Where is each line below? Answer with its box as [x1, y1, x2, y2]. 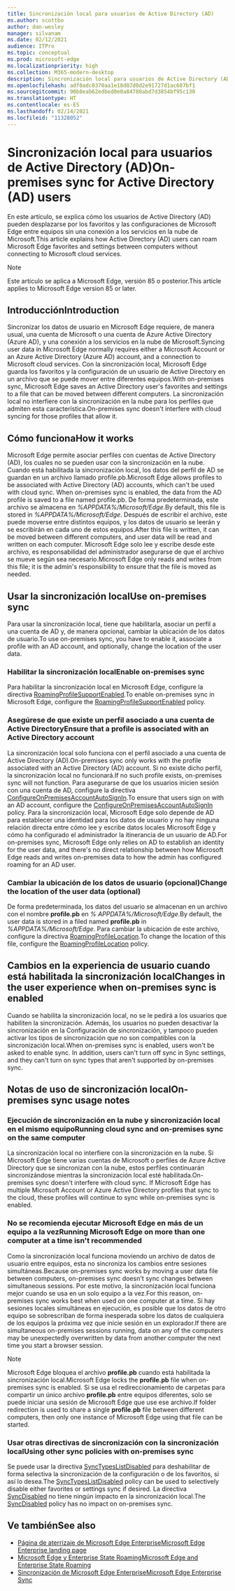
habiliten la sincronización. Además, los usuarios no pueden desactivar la [7, 1018, 219, 1027]
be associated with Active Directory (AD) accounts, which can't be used [7, 481, 215, 489]
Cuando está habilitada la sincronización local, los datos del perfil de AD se [7, 466, 225, 475]
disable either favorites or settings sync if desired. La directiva [7, 1485, 187, 1493]
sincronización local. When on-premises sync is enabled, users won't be [7, 1041, 215, 1049]
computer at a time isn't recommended [7, 1236, 142, 1246]
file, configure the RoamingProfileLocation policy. [7, 939, 150, 948]
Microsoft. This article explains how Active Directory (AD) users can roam [7, 234, 218, 243]
